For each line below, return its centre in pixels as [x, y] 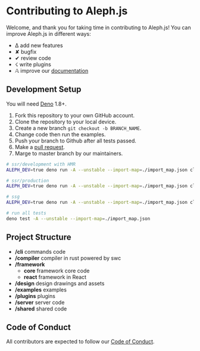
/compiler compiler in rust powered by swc [68, 258]
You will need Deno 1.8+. [36, 104]
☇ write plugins [33, 64]
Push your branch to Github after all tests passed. [76, 141]
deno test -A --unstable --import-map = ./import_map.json [78, 219]
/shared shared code [41, 309]
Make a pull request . [40, 147]
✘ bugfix [26, 51]
